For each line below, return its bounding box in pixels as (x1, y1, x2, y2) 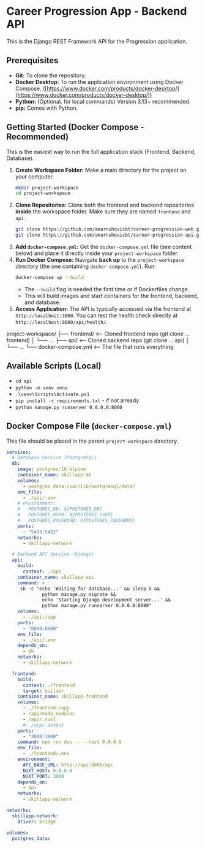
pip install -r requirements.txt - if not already (15, 397, 140, 404)
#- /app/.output (22, 722, 64, 728)
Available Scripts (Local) (6, 361, 102, 372)
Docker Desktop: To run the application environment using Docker (15, 78, 184, 85)
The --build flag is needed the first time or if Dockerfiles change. (24, 285, 190, 292)
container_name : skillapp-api (17, 574, 95, 580)
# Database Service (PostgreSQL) (12, 455, 97, 461)
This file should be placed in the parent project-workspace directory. (6, 437, 179, 445)
